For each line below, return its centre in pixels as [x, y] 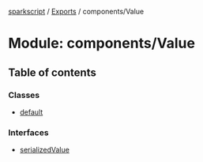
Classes [24, 95]
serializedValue [44, 150]
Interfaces [28, 132]
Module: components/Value [102, 43]
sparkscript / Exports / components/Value [76, 11]
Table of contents [52, 72]
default [31, 112]
